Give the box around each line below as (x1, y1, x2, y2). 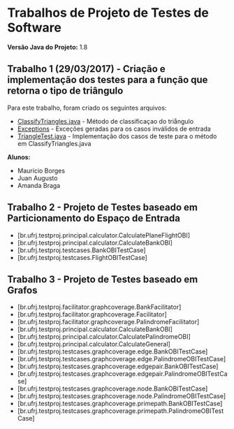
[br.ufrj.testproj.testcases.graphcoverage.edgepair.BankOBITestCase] (17, 362, 219, 371)
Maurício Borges (17, 166, 65, 175)
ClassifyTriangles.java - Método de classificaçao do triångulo (17, 117, 194, 125)
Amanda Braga (17, 181, 61, 189)
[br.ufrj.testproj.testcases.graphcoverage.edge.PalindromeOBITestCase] (17, 355, 226, 363)
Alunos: (7, 152, 31, 161)
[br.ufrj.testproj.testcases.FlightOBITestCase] (17, 253, 148, 261)
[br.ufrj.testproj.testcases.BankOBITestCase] (17, 246, 146, 254)
